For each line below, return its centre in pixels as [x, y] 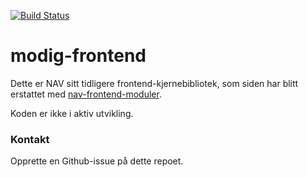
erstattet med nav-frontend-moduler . [86, 94]
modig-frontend [78, 56]
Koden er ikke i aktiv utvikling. [72, 113]
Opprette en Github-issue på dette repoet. [97, 161]
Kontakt [30, 139]
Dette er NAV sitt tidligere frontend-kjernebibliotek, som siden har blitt [154, 83]
